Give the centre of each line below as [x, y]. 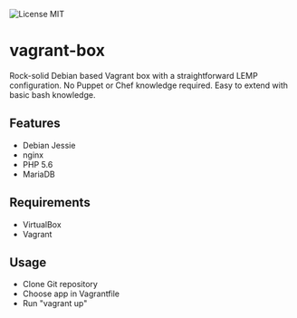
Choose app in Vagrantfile [71, 294]
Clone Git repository [60, 284]
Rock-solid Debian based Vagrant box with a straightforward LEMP [134, 75]
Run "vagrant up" [55, 304]
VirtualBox [42, 224]
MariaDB [39, 174]
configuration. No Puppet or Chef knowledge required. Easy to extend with [148, 85]
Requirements [50, 202]
